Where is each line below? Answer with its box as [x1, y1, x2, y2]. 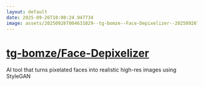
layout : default [6, 8, 47, 15]
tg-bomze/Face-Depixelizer [6, 46, 149, 60]
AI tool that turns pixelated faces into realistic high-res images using [6, 66, 177, 73]
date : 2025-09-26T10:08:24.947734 [6, 15, 94, 21]
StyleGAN [6, 73, 31, 80]
